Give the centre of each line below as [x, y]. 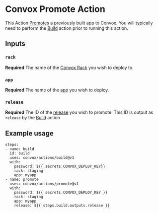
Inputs [15, 44]
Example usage [29, 133]
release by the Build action [33, 118]
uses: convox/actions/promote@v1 [44, 184]
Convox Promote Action [55, 9]
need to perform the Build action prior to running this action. [67, 28]
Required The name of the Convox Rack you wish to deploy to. [69, 68]
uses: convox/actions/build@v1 [42, 158]
